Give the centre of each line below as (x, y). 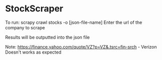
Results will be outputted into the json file (47, 37)
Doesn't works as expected (33, 52)
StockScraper (34, 9)
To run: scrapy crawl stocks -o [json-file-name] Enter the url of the (74, 22)
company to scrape (25, 27)
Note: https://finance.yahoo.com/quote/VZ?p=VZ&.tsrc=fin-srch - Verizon (81, 47)
